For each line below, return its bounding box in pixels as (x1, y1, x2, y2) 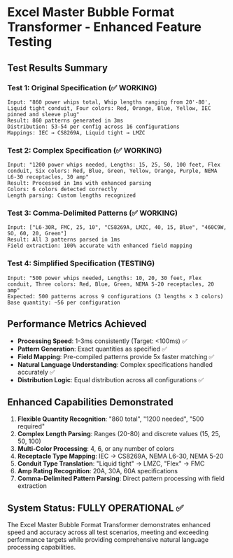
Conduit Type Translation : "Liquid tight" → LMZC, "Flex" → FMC (17, 459, 205, 468)
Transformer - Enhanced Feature (7, 19, 202, 35)
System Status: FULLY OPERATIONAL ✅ (7, 502, 184, 514)
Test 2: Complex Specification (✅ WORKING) (7, 145, 162, 155)
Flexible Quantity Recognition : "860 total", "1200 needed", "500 (17, 414, 204, 424)
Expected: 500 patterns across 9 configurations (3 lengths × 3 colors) (7, 293, 224, 300)
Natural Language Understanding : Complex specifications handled (17, 360, 213, 368)
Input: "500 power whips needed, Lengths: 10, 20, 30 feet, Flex (7, 274, 202, 281)
